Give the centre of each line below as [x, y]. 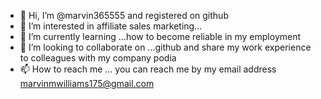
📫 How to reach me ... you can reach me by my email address [148, 69]
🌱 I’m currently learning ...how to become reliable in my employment [160, 36]
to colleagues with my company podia [98, 58]
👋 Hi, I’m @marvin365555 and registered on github [124, 15]
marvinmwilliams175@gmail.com [87, 83]
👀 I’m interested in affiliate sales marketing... [111, 26]
